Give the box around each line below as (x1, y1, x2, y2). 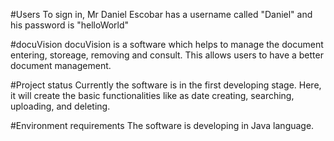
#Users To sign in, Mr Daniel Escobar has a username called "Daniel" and (10, 9, 313, 20)
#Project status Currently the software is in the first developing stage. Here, (10, 79, 322, 91)
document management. (10, 60, 112, 71)
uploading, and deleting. (10, 100, 111, 112)
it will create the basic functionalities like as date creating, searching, (10, 90, 295, 101)
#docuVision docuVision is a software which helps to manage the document (10, 39, 324, 50)
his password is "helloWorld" (10, 19, 130, 31)
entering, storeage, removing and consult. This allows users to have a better (10, 49, 324, 61)
